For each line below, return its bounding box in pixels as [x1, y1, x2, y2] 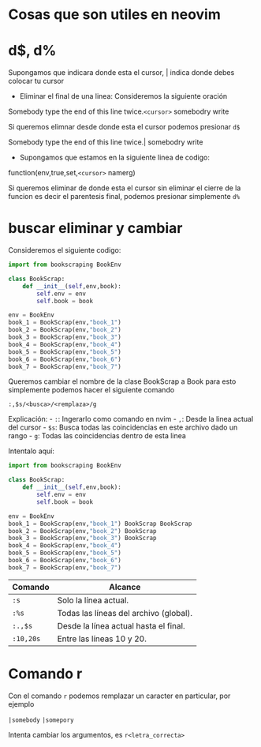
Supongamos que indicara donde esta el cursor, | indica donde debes [8, 68, 235, 77]
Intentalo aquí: [8, 446, 55, 456]
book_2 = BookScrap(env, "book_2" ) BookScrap [8, 527, 157, 535]
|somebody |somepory [8, 716, 74, 724]
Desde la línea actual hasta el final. [57, 620, 185, 631]
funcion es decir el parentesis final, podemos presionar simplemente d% [8, 192, 240, 201]
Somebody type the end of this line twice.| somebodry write [8, 137, 203, 147]
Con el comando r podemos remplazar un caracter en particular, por [8, 691, 231, 700]
